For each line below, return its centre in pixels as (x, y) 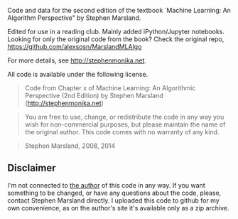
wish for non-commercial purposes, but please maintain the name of (125, 124)
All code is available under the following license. (78, 74)
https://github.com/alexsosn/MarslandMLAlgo (75, 47)
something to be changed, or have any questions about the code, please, (114, 193)
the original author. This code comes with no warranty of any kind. (122, 132)
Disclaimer (32, 168)
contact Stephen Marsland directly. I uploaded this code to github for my (114, 200)
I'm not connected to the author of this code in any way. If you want (106, 185)
